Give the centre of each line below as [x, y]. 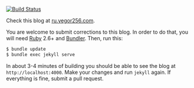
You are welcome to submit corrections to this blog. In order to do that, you [97, 32]
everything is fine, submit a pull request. [55, 78]
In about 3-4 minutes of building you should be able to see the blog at [91, 66]
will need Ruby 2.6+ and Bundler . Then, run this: [65, 38]
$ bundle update [26, 49]
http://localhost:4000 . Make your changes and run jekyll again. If [88, 72]
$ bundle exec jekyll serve [41, 54]
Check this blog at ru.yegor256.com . [51, 20]
